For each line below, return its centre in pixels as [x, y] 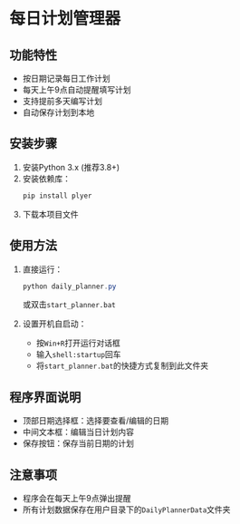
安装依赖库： [46, 179]
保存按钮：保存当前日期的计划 [78, 443]
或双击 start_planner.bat [69, 305]
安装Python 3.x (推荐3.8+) [71, 167]
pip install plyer [57, 196]
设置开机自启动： [54, 324]
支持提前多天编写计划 [62, 101]
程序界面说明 [45, 397]
